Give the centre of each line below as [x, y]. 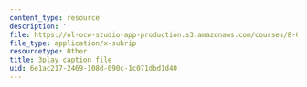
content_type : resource [55, 18]
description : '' [40, 26]
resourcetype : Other [49, 52]
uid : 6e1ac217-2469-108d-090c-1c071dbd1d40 [94, 69]
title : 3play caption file [61, 60]
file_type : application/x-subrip [73, 43]
